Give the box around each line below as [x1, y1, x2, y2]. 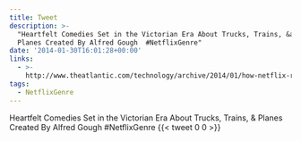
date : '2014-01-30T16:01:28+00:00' [9, 46, 142, 55]
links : [9, 54, 34, 63]
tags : [9, 79, 30, 88]
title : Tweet [9, 12, 58, 22]
